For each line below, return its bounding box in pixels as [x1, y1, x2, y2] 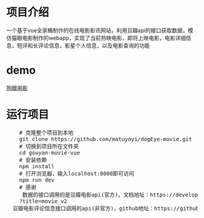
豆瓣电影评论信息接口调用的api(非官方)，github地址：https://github [12, 205, 199, 212]
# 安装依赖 [19, 156, 47, 163]
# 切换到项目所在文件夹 [19, 143, 79, 150]
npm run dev [19, 176, 55, 183]
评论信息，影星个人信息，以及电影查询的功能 [38, 42, 150, 49]
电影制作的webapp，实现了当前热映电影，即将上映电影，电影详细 [22, 34, 186, 41]
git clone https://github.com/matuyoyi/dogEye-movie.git [19, 136, 192, 142]
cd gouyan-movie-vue [19, 149, 80, 156]
